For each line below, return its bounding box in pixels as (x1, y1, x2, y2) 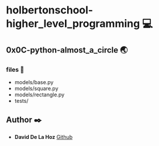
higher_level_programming (6, 17, 140, 30)
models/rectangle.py (14, 91, 65, 98)
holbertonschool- (6, 4, 94, 17)
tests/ (14, 97, 29, 104)
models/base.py (14, 78, 54, 85)
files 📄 (6, 65, 25, 74)
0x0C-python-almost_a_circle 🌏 (6, 45, 128, 55)
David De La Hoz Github (14, 133, 73, 140)
